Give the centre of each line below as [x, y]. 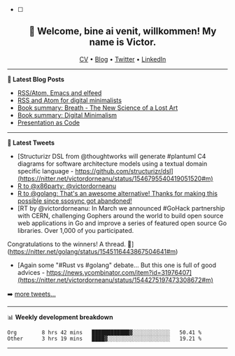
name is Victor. [123, 42]
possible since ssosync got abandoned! [74, 201]
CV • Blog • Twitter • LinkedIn [123, 59]
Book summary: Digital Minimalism [67, 115]
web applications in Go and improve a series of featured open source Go [122, 223]
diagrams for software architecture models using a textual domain [112, 164]
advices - [31, 272]
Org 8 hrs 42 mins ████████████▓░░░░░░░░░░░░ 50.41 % [104, 332]
